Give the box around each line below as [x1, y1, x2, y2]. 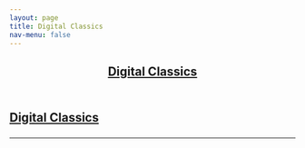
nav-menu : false [9, 30, 71, 39]
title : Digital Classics [9, 22, 103, 31]
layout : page [9, 13, 59, 23]
